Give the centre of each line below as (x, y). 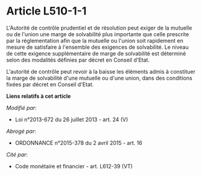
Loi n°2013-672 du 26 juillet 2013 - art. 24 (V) (71, 119)
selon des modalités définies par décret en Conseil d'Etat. (78, 60)
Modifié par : (22, 107)
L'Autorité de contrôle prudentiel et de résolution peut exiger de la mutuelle (99, 28)
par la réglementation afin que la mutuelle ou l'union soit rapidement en (95, 40)
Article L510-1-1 (46, 11)
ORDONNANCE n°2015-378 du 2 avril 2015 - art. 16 (79, 142)
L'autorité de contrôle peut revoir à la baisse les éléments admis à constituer (101, 71)
